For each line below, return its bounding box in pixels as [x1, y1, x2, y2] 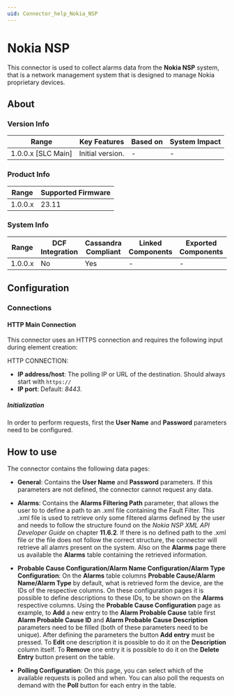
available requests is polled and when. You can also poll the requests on [17, 674, 225, 682]
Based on [131, 137, 164, 147]
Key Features [79, 137, 125, 147]
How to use [7, 446, 57, 458]
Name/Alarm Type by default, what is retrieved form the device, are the [17, 579, 224, 587]
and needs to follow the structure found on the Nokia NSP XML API [17, 521, 210, 530]
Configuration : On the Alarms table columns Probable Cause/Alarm [17, 571, 216, 580]
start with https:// [17, 377, 72, 386]
